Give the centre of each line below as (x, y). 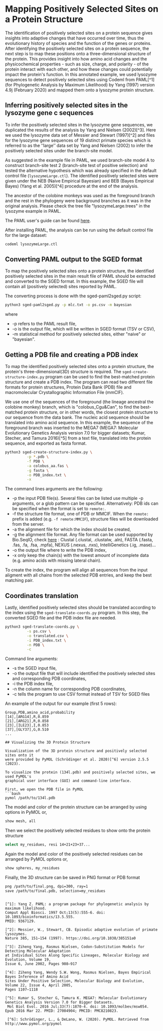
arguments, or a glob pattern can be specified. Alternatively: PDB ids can (85, 503)
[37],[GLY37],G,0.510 (27, 730)
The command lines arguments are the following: (54, 489)
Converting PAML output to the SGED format (74, 259)
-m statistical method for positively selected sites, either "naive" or (79, 334)
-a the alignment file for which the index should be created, (72, 529)
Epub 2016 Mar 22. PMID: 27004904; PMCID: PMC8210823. (62, 1011)
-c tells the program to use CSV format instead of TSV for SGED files (81, 694)
